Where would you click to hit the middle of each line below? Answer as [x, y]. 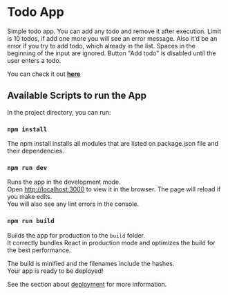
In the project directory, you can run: [59, 112]
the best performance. [39, 250]
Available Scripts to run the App [77, 96]
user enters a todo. [34, 60]
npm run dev [27, 168]
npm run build [31, 221]
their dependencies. [36, 151]
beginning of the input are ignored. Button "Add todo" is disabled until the [112, 53]
